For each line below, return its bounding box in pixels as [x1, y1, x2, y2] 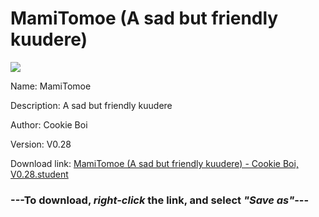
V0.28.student [10, 168, 69, 180]
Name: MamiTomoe [10, 80, 92, 92]
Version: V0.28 [10, 138, 72, 150]
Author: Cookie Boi [10, 118, 88, 131]
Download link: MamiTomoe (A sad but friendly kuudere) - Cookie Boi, [10, 157, 299, 169]
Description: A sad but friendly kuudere [10, 99, 173, 111]
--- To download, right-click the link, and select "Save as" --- [10, 193, 310, 207]
